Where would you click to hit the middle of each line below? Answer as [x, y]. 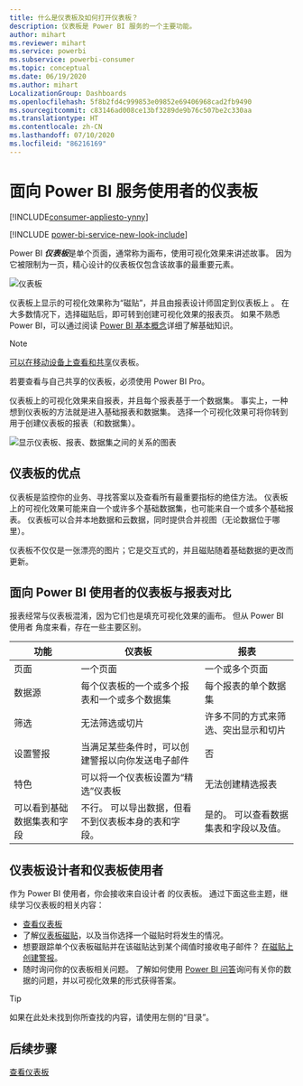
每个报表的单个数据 [245, 686]
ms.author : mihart [44, 85]
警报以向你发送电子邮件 [139, 761]
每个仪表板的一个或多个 [130, 686]
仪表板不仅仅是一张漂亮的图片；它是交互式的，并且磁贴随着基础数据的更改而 [151, 550]
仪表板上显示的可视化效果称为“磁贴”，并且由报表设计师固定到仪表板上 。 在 [150, 303]
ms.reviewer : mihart [48, 43]
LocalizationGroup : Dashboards [68, 93]
